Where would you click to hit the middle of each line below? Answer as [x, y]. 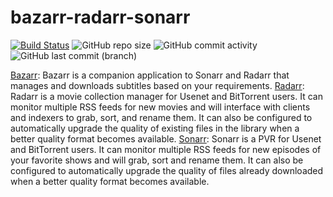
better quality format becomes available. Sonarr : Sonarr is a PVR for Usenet [166, 138]
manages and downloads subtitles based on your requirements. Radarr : [157, 85]
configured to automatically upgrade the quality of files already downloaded [167, 170]
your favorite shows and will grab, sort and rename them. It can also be [157, 160]
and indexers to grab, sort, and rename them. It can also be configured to [161, 117]
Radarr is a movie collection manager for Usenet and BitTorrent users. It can [166, 96]
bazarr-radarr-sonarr [100, 17]
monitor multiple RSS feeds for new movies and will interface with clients [160, 107]
